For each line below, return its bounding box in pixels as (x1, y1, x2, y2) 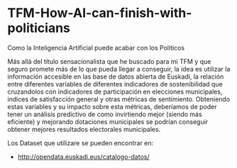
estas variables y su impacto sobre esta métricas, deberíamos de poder (7, 102, 217, 111)
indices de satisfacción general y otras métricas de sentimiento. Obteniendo (7, 94, 231, 103)
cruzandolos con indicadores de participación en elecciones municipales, (7, 87, 223, 96)
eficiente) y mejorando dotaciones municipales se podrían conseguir (7, 117, 209, 125)
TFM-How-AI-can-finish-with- (7, 5, 192, 21)
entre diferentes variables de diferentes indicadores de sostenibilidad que (7, 79, 224, 88)
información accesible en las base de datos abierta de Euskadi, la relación (7, 72, 224, 81)
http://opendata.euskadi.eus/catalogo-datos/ (17, 152, 150, 161)
